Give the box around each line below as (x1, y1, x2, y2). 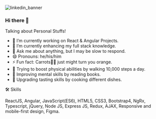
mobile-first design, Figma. (5, 109, 60, 115)
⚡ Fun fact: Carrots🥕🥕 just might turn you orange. (12, 59, 112, 65)
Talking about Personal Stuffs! (5, 28, 66, 34)
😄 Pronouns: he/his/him (12, 53, 62, 59)
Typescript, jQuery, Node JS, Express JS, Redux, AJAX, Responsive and (5, 103, 152, 109)
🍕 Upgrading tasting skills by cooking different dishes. (12, 77, 122, 82)
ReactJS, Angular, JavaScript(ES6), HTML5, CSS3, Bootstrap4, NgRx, (5, 98, 146, 104)
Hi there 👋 (5, 17, 30, 24)
